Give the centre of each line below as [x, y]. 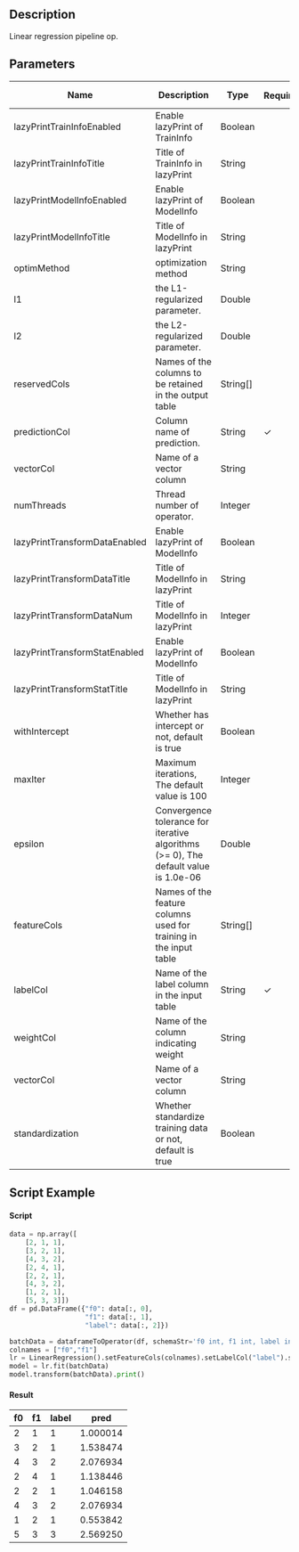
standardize [180, 1116]
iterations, [176, 773]
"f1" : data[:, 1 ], [119, 1317]
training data [182, 1128]
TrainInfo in [179, 163]
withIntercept [41, 731]
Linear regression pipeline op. [64, 36]
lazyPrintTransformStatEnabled [79, 652]
